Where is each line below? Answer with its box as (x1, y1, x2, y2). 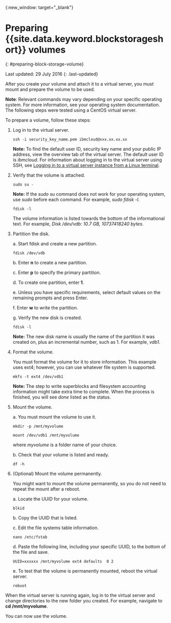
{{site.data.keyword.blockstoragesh (5, 33, 164, 45)
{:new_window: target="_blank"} (5, 5, 74, 10)
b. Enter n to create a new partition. (12, 259, 88, 265)
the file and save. (12, 549, 50, 555)
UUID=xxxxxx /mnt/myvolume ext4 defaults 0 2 (12, 558, 114, 564)
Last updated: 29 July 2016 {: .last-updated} (5, 71, 99, 77)
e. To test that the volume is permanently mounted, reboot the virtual (12, 568, 157, 574)
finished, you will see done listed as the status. (12, 394, 111, 400)
